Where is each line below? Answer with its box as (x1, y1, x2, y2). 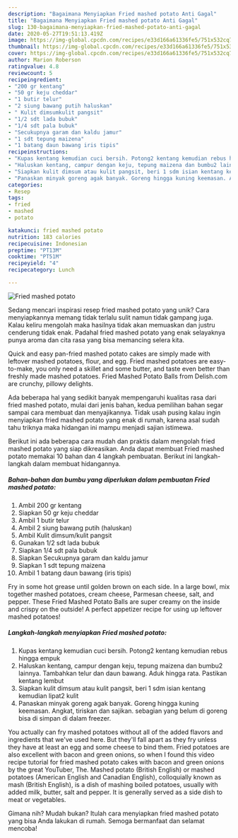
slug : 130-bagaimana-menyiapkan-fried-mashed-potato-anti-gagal (8, 23, 201, 30)
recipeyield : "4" (8, 260, 59, 267)
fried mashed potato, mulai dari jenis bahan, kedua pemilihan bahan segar (8, 400, 224, 409)
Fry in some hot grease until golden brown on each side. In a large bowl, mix (8, 582, 230, 590)
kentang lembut (18, 676, 64, 685)
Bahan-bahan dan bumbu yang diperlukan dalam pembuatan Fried (8, 475, 210, 484)
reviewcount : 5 (8, 69, 53, 76)
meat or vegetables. (8, 795, 66, 803)
